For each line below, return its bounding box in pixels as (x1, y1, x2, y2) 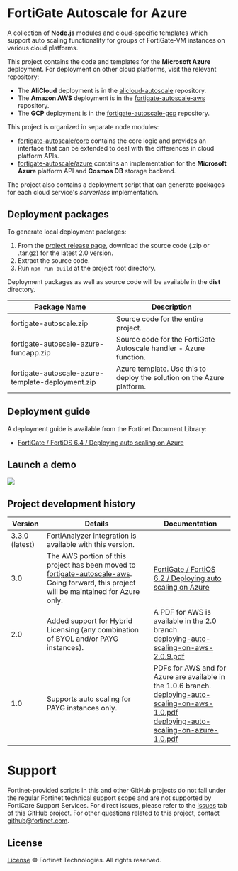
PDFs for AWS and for (153, 663, 227, 673)
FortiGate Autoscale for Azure (7, 5, 188, 21)
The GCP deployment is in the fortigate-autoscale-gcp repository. (17, 109, 210, 117)
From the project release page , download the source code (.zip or (17, 241, 210, 249)
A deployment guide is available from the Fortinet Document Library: (7, 424, 207, 433)
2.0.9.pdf (153, 651, 185, 661)
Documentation (164, 519, 217, 529)
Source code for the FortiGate (115, 334, 215, 344)
